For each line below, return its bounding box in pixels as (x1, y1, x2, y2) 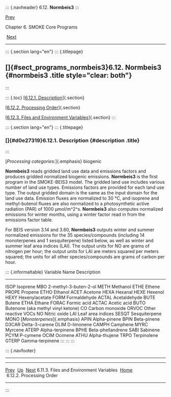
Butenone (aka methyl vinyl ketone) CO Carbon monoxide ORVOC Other (5, 305, 156, 311)
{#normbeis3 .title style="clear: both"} (5, 71, 132, 80)
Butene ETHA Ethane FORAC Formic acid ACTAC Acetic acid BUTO (5, 300, 146, 306)
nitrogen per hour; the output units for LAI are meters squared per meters (5, 248, 159, 254)
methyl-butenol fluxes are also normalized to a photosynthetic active (5, 201, 149, 207)
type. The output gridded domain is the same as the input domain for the (5, 190, 158, 196)
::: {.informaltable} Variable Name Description (5, 269, 101, 275)
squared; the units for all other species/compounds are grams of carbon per (5, 254, 165, 260)
